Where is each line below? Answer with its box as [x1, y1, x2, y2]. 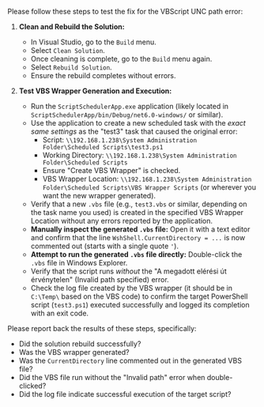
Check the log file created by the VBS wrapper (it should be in [30, 284, 233, 292]
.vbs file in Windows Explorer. [30, 258, 128, 267]
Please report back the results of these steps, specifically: [7, 324, 197, 333]
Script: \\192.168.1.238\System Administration [42, 135, 198, 145]
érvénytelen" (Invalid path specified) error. [30, 275, 169, 284]
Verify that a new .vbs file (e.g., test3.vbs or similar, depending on [30, 199, 247, 209]
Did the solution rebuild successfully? [18, 339, 141, 349]
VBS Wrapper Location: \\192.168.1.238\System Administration [42, 174, 252, 183]
